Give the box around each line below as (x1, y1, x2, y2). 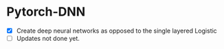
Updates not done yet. (16, 35, 80, 42)
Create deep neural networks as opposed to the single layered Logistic (16, 27, 217, 35)
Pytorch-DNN (6, 4, 86, 20)
